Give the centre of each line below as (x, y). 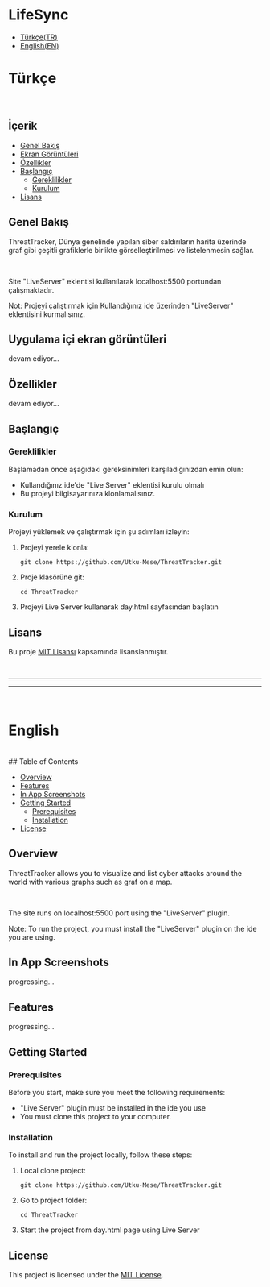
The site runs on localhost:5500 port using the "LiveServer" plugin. (119, 913)
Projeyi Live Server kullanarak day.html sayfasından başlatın (119, 607)
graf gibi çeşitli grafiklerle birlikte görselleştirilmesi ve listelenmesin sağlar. (131, 250)
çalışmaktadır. (31, 290)
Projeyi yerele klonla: (55, 548)
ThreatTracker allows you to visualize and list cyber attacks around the (125, 873)
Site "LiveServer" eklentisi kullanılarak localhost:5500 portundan (115, 281)
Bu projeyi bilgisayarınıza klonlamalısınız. (87, 493)
